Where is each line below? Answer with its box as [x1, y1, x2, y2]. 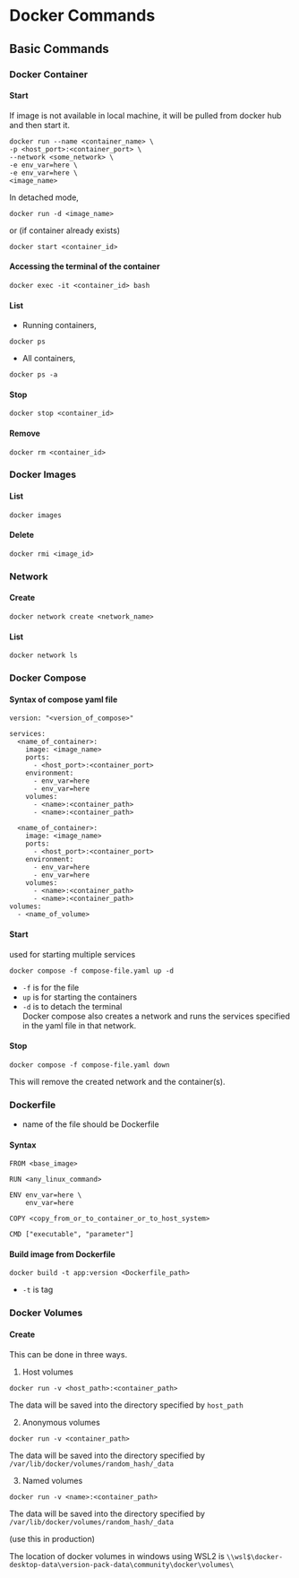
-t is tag [21, 1284, 54, 1296]
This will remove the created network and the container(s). [9, 1076, 226, 1087]
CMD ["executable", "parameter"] [9, 1230, 134, 1239]
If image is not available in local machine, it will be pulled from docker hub [9, 109, 282, 121]
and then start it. [9, 119, 70, 130]
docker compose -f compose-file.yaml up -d [9, 966, 175, 975]
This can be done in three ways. [9, 1348, 128, 1359]
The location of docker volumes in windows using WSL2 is [9, 1550, 226, 1561]
